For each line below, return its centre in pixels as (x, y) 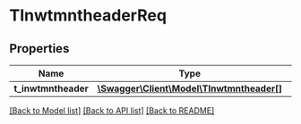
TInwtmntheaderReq (88, 16)
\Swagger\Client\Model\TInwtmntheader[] (189, 88)
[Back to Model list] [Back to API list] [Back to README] (112, 111)
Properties (39, 49)
